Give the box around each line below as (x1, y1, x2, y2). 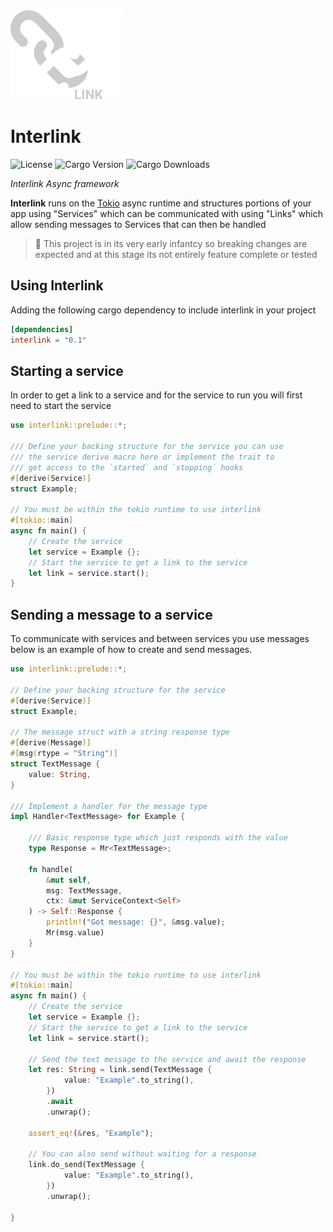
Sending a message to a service (10, 606, 213, 623)
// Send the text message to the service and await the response (28, 1054, 307, 1064)
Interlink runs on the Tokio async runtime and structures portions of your (10, 197, 312, 209)
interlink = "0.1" (10, 335, 87, 345)
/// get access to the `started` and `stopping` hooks (10, 462, 244, 473)
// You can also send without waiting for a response (28, 1149, 257, 1159)
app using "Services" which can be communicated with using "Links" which (10, 207, 323, 219)
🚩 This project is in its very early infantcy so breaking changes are (34, 237, 308, 249)
